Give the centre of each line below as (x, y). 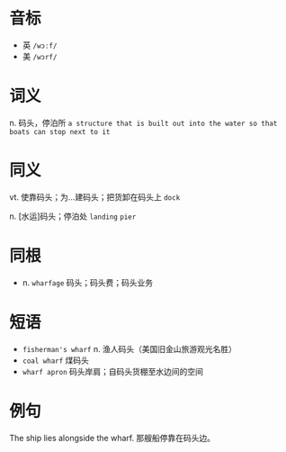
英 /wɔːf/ (40, 45)
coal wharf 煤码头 (56, 360)
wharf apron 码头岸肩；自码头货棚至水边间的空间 (113, 371)
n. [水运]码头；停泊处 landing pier (73, 216)
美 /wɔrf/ (40, 56)
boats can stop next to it (60, 131)
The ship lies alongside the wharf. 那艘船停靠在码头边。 (112, 438)
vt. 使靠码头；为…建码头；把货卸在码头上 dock (95, 197)
